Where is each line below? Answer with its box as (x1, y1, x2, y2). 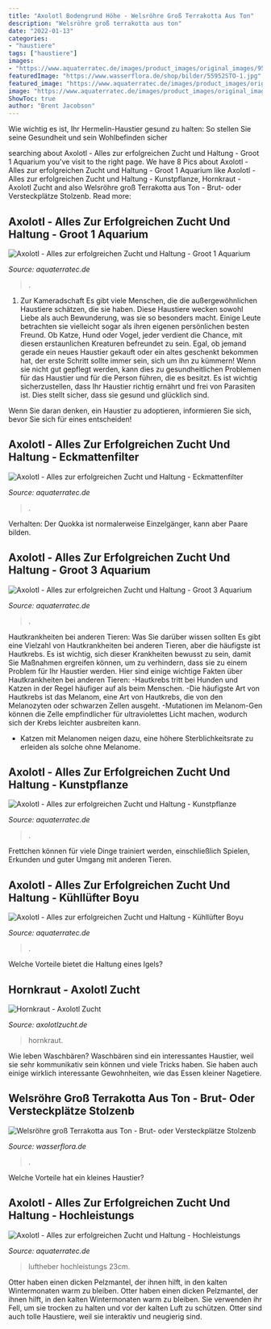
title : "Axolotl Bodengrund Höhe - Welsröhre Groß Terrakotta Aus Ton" (8, 11, 254, 20)
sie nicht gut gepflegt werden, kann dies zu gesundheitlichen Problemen (19, 364, 261, 374)
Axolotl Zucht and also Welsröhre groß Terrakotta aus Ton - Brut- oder (8, 183, 242, 192)
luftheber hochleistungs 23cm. (27, 1261, 131, 1271)
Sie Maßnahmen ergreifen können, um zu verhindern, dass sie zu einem (8, 658, 248, 667)
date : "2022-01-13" (8, 27, 74, 35)
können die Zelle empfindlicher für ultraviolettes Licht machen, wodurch (8, 709, 248, 719)
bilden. (8, 527, 31, 537)
